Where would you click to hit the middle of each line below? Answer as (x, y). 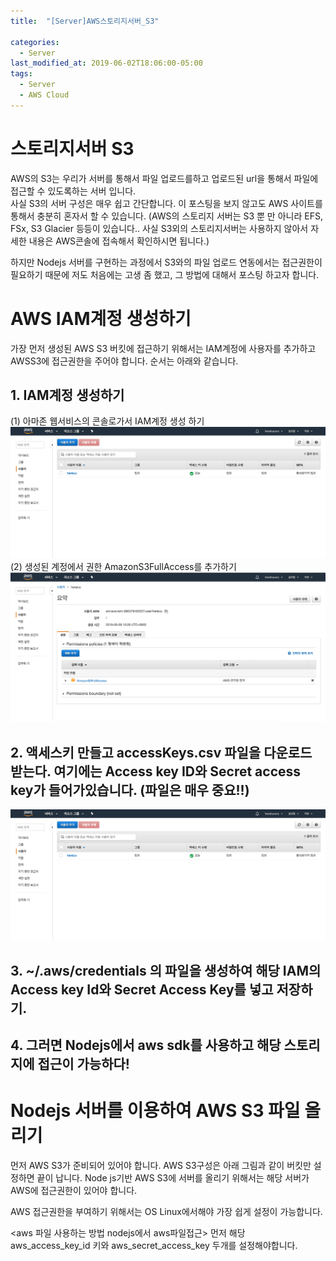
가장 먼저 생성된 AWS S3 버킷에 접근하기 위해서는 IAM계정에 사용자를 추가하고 (163, 348)
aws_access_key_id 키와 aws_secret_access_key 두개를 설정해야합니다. (154, 1245)
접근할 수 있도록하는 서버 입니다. (73, 191)
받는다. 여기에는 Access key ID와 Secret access (156, 771)
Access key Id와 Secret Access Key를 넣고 (142, 989)
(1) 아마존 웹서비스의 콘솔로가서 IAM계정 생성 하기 (107, 421)
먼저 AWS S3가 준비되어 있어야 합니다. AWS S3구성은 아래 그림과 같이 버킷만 (161, 1165)
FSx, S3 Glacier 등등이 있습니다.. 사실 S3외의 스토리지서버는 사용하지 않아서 (159, 228)
